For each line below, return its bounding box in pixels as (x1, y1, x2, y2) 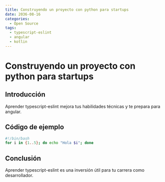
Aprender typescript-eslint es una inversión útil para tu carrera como (5, 167, 145, 173)
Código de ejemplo (5, 123, 64, 131)
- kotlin (9, 39, 28, 44)
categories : (5, 16, 30, 21)
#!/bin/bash (5, 136, 30, 141)
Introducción (5, 91, 46, 99)
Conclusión (5, 154, 41, 162)
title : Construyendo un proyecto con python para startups (5, 7, 129, 12)
